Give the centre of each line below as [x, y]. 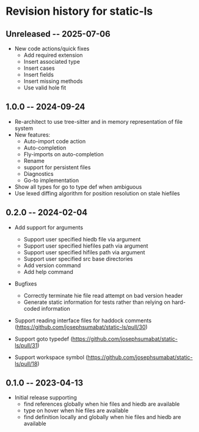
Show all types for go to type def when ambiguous [78, 187]
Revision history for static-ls [79, 11]
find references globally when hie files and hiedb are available [102, 404]
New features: [32, 135]
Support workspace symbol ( [51, 357]
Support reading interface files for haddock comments [83, 320]
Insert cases [39, 68]
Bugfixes [26, 284]
